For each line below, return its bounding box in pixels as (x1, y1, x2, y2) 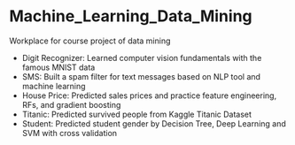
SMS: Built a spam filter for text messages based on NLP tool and (21, 71, 261, 81)
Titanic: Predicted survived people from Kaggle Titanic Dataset (21, 109, 252, 119)
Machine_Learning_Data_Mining (9, 6, 252, 27)
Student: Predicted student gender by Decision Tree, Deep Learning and (21, 118, 286, 129)
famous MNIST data (21, 62, 96, 72)
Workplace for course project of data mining (9, 35, 171, 46)
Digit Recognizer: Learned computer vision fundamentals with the (21, 52, 262, 63)
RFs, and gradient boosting (21, 99, 121, 110)
